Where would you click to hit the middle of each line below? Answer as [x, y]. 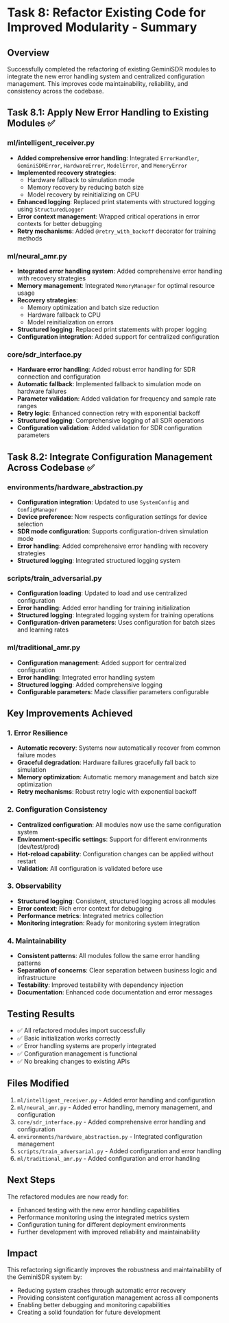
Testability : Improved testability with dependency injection [100, 985]
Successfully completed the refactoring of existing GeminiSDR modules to [112, 69]
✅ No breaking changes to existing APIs [73, 1061]
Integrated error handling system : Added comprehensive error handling [120, 271]
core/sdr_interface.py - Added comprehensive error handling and [111, 1122]
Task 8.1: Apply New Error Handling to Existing [108, 112]
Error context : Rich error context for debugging [84, 908]
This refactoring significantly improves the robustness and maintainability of [114, 1270]
